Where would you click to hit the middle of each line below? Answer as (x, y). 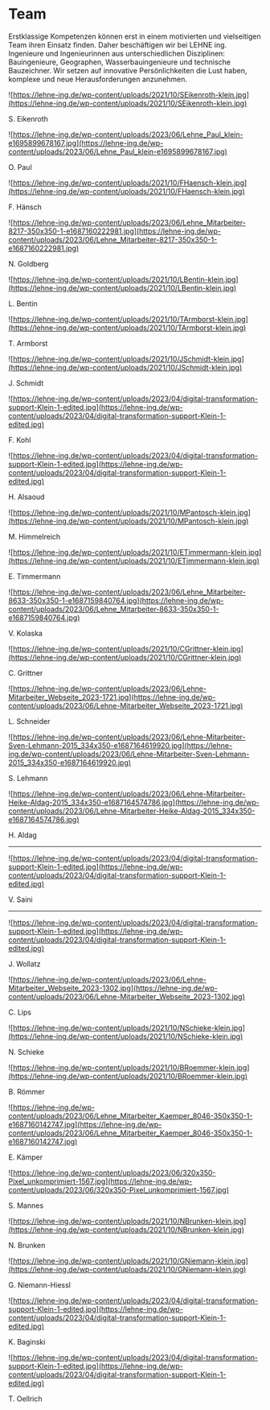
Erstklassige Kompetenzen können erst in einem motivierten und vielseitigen (135, 36)
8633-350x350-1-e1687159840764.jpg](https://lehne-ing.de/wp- (116, 600)
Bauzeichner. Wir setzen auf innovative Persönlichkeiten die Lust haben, (128, 70)
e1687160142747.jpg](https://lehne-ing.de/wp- (85, 1124)
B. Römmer (27, 1091)
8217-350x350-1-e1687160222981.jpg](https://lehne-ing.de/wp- (115, 231)
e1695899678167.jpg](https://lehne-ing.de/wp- (86, 143)
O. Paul (20, 167)
